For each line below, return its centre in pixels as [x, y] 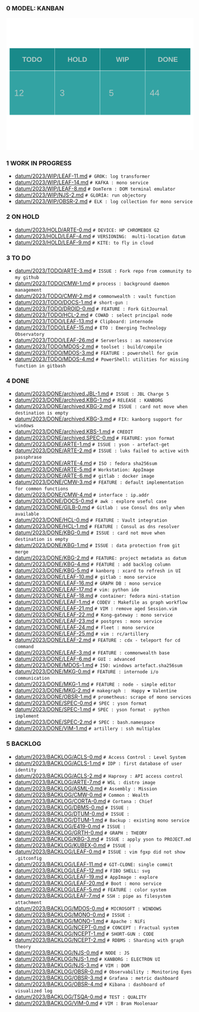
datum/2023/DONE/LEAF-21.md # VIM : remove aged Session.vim [96, 609]
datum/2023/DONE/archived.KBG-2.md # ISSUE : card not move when [101, 406]
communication [32, 679]
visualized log [34, 991]
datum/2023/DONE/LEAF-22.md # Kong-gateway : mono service [94, 615]
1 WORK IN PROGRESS [39, 163]
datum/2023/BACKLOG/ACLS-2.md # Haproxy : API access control [99, 775]
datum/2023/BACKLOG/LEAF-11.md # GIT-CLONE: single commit [94, 864]
